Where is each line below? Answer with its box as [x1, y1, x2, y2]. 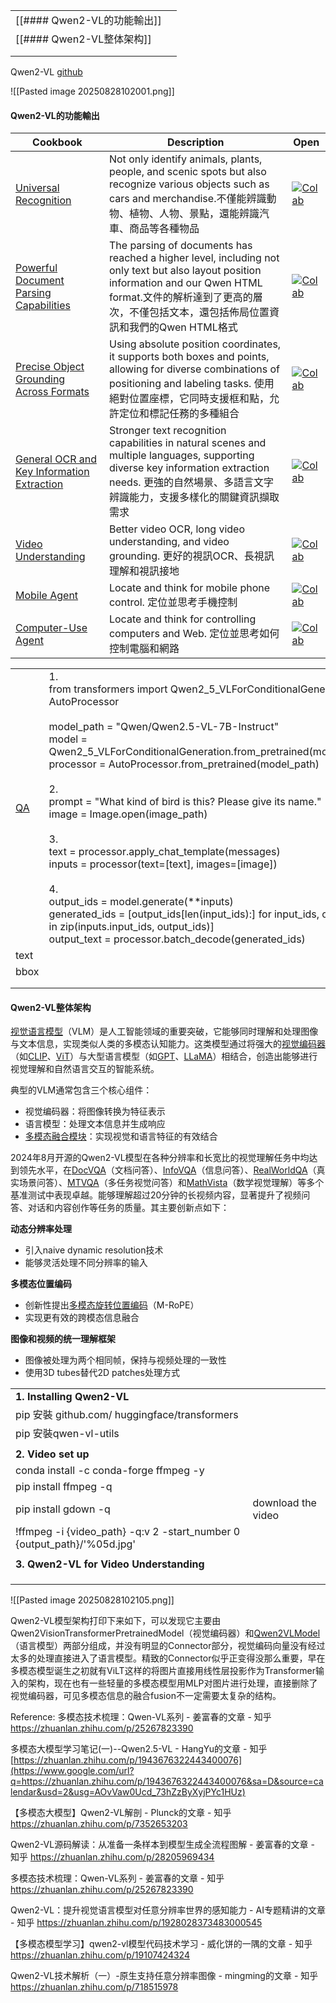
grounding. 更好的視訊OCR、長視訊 [108, 549, 275, 563]
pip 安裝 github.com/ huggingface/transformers [15, 1408, 239, 1422]
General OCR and [15, 452, 97, 466]
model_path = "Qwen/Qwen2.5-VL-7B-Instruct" [48, 720, 280, 734]
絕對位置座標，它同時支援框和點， [108, 392, 270, 406]
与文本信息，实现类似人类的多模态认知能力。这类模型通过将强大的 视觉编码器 [10, 1038, 326, 1050]
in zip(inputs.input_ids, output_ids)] [48, 920, 215, 934]
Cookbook [32, 135, 83, 149]
